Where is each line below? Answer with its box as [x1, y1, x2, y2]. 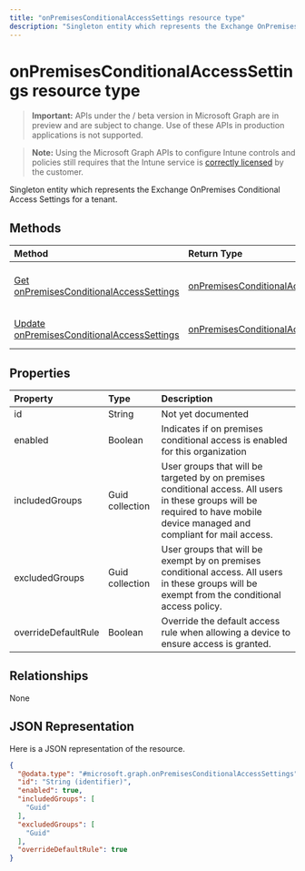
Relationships [9, 668, 89, 684]
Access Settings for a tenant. [9, 194, 118, 205]
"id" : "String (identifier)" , [17, 777, 132, 787]
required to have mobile [161, 506, 262, 519]
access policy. [161, 600, 222, 613]
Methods [9, 220, 62, 236]
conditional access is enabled [161, 434, 288, 447]
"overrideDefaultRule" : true [17, 846, 128, 855]
